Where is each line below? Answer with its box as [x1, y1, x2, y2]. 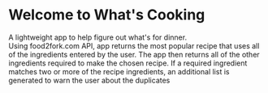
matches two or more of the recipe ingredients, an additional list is [8, 66, 230, 76]
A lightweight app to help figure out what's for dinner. [8, 32, 188, 42]
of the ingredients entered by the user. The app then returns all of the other [8, 49, 260, 59]
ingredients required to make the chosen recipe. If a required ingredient [8, 58, 248, 68]
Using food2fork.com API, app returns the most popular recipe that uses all [8, 40, 260, 50]
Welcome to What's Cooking [8, 6, 205, 24]
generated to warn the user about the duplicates [8, 75, 171, 85]
